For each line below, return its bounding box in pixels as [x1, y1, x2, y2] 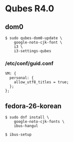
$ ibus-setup [5, 132, 32, 137]
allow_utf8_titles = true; [14, 80, 69, 85]
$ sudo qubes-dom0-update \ [5, 35, 63, 40]
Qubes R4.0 [5, 3, 54, 14]
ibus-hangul [14, 124, 38, 129]
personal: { [9, 75, 34, 80]
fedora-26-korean [5, 102, 62, 110]
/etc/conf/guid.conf [5, 60, 54, 67]
